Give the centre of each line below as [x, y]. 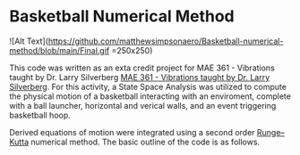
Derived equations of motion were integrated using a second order [132, 132]
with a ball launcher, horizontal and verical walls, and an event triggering [143, 105]
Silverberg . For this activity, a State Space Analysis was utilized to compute [148, 86]
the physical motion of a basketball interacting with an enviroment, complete [150, 96]
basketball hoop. [40, 115]
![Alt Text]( [29, 41]
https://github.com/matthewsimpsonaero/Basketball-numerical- [166, 41]
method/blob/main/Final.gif [60, 50]
